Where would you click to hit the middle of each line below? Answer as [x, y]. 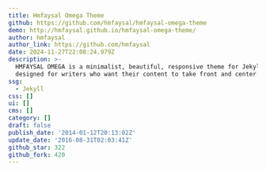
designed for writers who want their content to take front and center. [138, 74]
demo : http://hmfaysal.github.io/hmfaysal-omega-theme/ [102, 30]
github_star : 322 [37, 147]
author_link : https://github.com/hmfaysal [79, 45]
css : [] [21, 96]
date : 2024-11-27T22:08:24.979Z [61, 52]
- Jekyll [30, 89]
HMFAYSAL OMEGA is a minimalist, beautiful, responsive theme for [127, 67]
